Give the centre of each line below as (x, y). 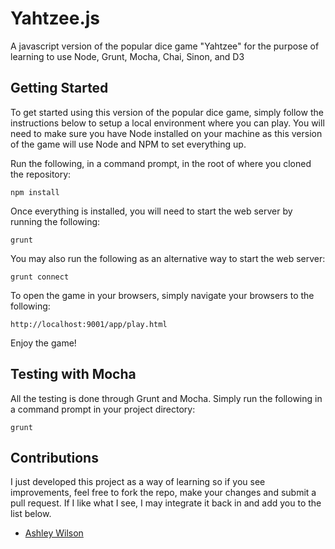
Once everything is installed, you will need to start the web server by (151, 211)
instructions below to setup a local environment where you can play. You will (167, 123)
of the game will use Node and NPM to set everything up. (128, 144)
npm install (35, 192)
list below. (31, 514)
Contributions (54, 457)
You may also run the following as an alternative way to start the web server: (168, 258)
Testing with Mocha (73, 374)
